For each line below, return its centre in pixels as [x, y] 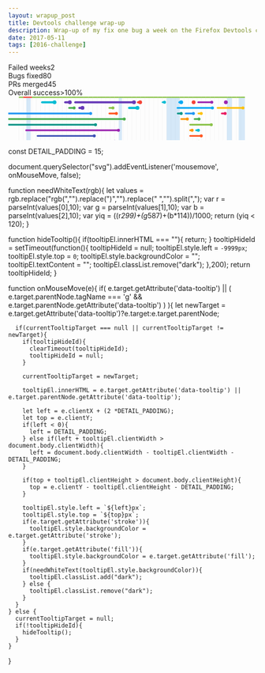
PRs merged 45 [32, 85]
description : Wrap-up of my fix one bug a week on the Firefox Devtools [130, 30]
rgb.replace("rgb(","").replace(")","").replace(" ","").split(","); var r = [117, 199]
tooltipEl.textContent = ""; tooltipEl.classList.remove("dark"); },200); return [129, 265]
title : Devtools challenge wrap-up [67, 23]
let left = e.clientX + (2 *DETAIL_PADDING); [99, 411]
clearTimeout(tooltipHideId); [78, 349]
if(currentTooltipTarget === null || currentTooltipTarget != [119, 328]
